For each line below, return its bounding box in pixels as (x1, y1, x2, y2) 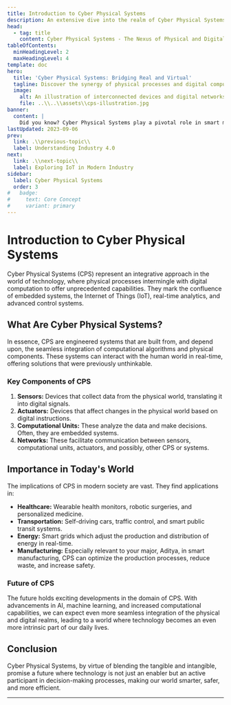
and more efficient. (7, 684, 61, 692)
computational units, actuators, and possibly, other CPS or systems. (16, 443, 210, 452)
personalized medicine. (16, 510, 84, 518)
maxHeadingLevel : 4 (13, 55, 69, 62)
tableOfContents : (7, 42, 57, 49)
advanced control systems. (7, 299, 85, 307)
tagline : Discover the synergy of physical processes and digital (13, 81, 208, 88)
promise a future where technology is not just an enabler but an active (7, 668, 206, 677)
